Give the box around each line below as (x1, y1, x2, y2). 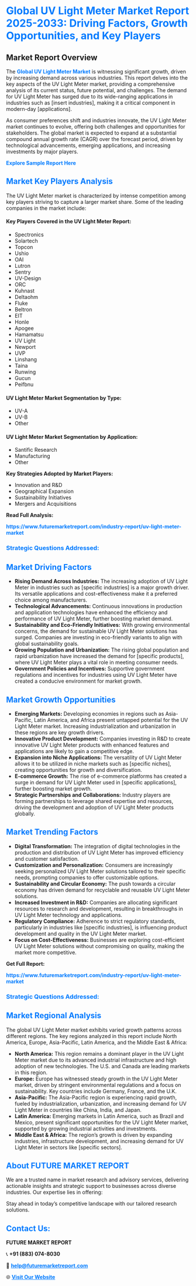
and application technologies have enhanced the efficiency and (14, 609, 168, 616)
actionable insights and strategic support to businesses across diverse (6, 1183, 177, 1190)
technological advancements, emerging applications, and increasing (6, 142, 171, 149)
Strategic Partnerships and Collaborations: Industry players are (14, 791, 171, 798)
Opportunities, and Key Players (6, 29, 161, 42)
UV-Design (14, 275, 42, 282)
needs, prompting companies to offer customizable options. (14, 874, 159, 881)
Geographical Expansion (14, 488, 74, 495)
